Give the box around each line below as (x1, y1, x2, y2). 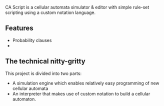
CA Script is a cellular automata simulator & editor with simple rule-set (5, 4, 149, 10)
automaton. (12, 96, 36, 102)
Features (5, 24, 33, 32)
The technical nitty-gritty (5, 57, 86, 65)
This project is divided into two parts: (5, 70, 81, 76)
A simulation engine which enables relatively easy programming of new (12, 80, 159, 86)
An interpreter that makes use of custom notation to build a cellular (12, 90, 150, 96)
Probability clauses (12, 37, 52, 43)
